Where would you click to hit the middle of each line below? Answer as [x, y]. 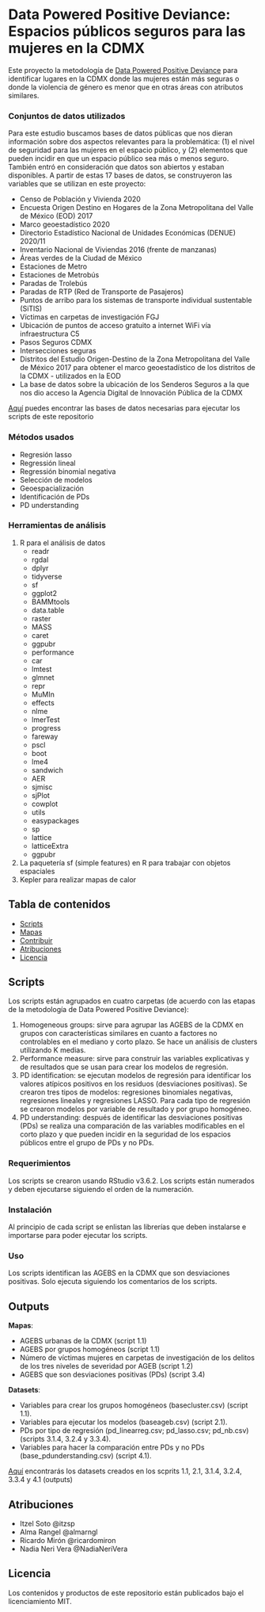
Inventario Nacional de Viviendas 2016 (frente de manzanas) [118, 250]
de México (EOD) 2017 [56, 216]
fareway [45, 736]
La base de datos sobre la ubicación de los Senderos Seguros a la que [134, 384]
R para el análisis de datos [62, 542]
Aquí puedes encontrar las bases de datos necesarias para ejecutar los [124, 408]
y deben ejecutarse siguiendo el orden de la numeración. [101, 1189]
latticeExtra [50, 846]
